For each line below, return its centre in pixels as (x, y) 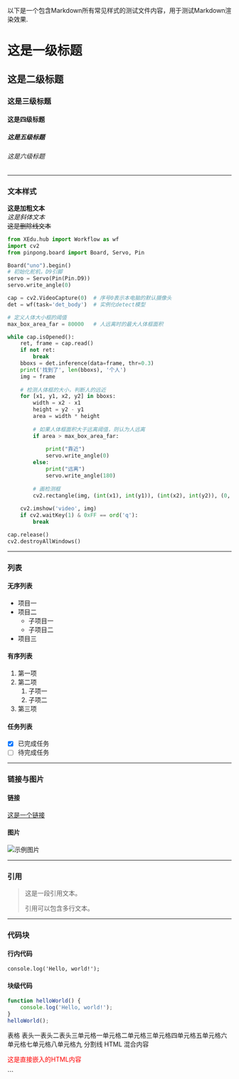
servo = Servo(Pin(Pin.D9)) (49, 279)
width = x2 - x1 (57, 403)
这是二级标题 (36, 79)
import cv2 (23, 246)
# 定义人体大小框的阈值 (37, 317)
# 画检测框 (47, 489)
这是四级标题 (26, 119)
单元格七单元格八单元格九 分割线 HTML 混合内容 (78, 1044)
